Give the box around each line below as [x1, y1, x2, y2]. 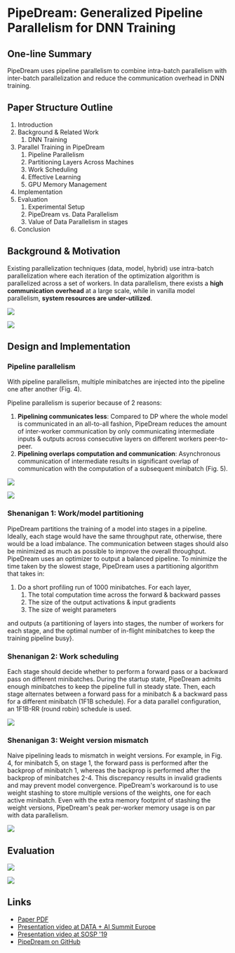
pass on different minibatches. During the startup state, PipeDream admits [7, 675, 222, 683]
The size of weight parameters [27, 605, 117, 614]
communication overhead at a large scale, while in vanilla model [7, 286, 195, 294]
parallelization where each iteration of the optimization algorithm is [7, 271, 200, 280]
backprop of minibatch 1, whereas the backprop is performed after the [7, 766, 210, 774]
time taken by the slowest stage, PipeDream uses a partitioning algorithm [7, 562, 219, 570]
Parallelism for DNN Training [7, 20, 176, 36]
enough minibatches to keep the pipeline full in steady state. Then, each [7, 682, 216, 690]
